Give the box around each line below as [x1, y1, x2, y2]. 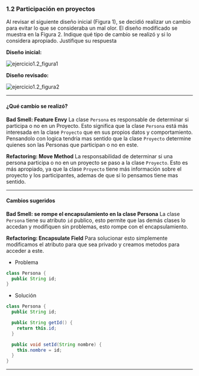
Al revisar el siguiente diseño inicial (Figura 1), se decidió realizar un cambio [6, 18, 191, 26]
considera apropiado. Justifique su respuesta [6, 37, 117, 45]
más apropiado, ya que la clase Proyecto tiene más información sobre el [6, 165, 182, 173]
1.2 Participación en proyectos [6, 5, 96, 13]
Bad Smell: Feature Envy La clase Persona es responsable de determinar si [6, 115, 189, 123]
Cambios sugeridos [6, 197, 56, 204]
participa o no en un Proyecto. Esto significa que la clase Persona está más [6, 122, 188, 129]
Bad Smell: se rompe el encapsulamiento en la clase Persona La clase [6, 210, 180, 217]
